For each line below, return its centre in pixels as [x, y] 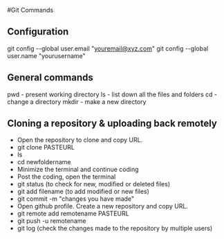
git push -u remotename [52, 221]
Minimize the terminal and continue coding [78, 170]
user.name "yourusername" [47, 55]
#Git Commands [30, 10]
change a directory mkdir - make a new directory [77, 101]
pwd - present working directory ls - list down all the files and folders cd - [112, 94]
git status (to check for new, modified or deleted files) [94, 184]
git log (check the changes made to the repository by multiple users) [115, 229]
